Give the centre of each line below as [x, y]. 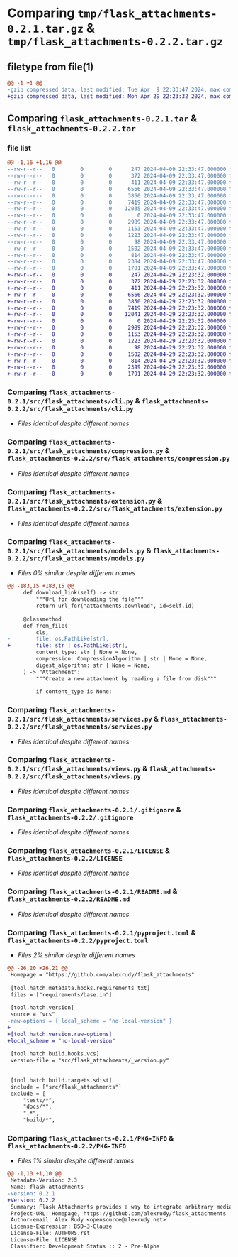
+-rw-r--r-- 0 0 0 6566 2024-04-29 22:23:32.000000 [117, 295]
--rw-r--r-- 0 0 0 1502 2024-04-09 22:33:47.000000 [117, 249]
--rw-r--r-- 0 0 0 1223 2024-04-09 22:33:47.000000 [117, 235]
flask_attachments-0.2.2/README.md [69, 899]
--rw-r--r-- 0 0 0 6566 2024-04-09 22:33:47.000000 [117, 189]
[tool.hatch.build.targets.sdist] [61, 1080]
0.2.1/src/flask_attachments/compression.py [85, 451]
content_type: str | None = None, [87, 652]
